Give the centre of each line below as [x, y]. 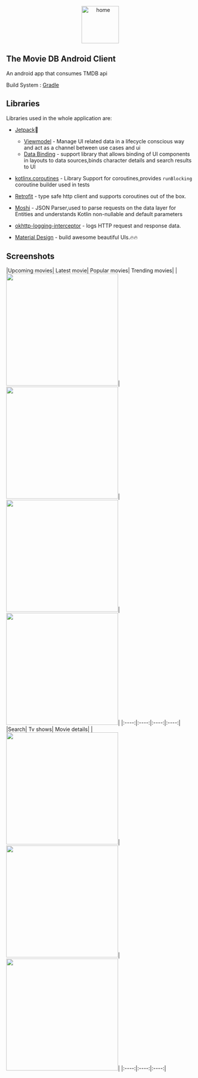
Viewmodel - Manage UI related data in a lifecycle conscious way [104, 141]
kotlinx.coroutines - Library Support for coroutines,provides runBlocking [103, 178]
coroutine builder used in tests [52, 185]
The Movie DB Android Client [61, 59]
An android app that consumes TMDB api [57, 73]
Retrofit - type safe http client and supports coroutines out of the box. [100, 196]
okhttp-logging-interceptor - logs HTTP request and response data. [98, 225]
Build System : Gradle [33, 85]
